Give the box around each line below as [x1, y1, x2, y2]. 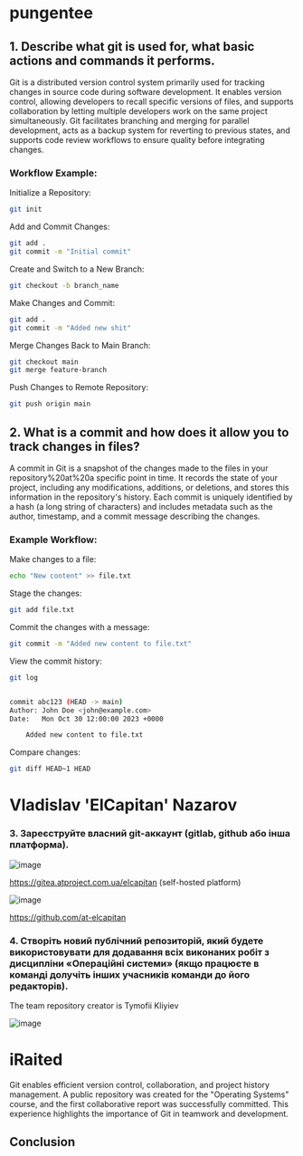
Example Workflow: [9, 533, 98, 546]
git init [9, 205, 43, 215]
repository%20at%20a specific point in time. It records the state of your [9, 472, 279, 482]
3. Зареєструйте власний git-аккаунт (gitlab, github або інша [9, 827, 291, 840]
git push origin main [9, 399, 91, 409]
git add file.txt [9, 606, 75, 615]
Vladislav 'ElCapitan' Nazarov [9, 795, 238, 816]
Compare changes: [9, 747, 81, 758]
